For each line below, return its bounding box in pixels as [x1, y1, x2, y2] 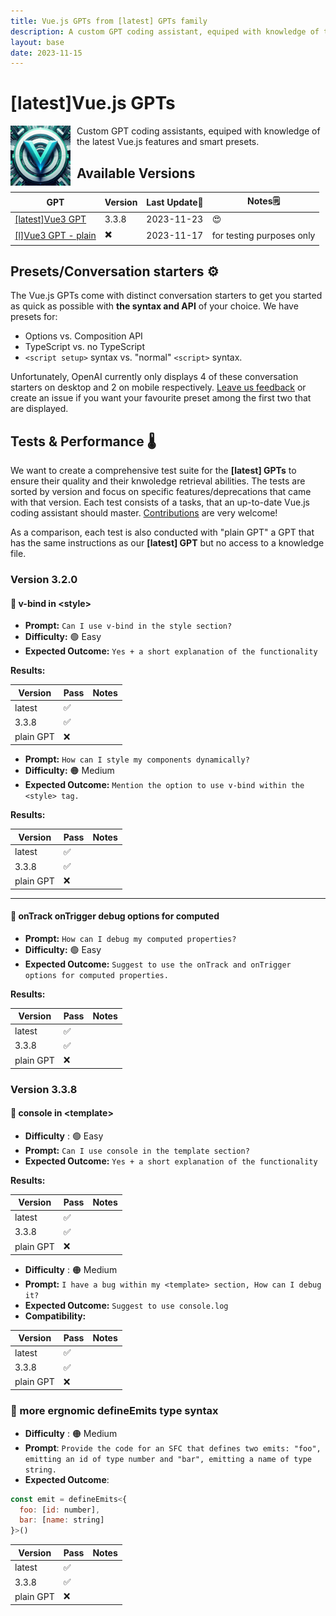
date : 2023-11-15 [10, 48, 83, 58]
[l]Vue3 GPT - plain [14, 229, 97, 241]
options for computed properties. [24, 970, 169, 980]
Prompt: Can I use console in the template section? [24, 1144, 250, 1156]
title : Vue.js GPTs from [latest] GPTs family [10, 16, 208, 26]
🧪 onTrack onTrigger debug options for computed [10, 910, 220, 922]
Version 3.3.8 [10, 1082, 78, 1096]
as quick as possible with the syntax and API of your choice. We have [10, 300, 299, 312]
